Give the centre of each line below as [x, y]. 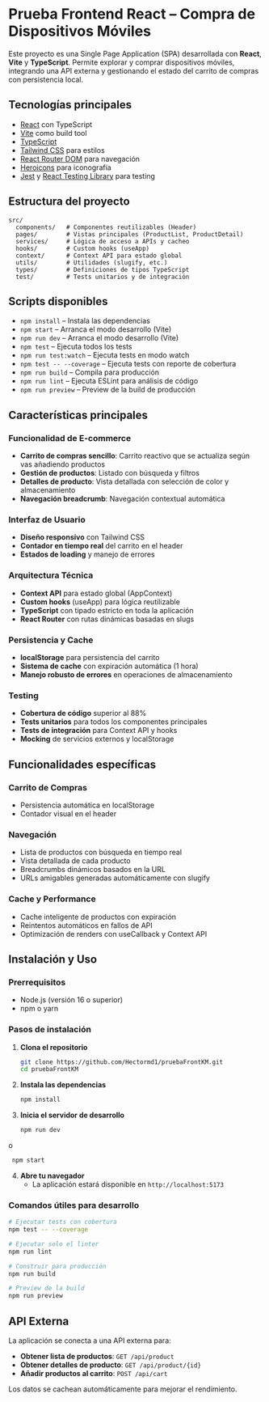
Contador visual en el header [68, 813]
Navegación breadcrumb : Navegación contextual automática [122, 499]
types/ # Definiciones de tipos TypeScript [103, 269]
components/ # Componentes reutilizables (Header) [106, 227]
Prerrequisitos [37, 982]
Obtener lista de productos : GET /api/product [97, 1356]
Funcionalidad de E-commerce [70, 438]
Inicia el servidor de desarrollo [72, 1115]
